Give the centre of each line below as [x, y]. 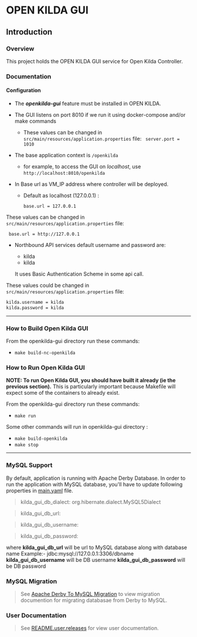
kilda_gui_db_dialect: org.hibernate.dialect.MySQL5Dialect [91, 502]
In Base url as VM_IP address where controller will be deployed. [91, 184]
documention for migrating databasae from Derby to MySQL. [94, 600]
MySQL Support [29, 465]
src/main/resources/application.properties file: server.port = [101, 139]
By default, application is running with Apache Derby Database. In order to [96, 478]
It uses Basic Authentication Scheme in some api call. [79, 274]
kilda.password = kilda [35, 308]
